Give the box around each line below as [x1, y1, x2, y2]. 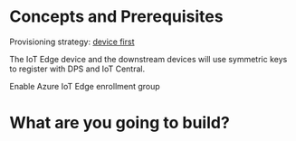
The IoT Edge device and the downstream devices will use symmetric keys [9, 53, 288, 64]
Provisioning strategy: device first [9, 36, 135, 47]
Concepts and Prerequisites [9, 6, 224, 27]
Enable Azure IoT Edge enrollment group [9, 80, 160, 91]
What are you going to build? [9, 113, 231, 133]
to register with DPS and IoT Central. [9, 63, 146, 74]
